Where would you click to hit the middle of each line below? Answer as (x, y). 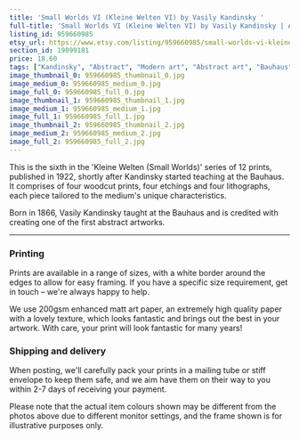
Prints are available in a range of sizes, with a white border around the (137, 273)
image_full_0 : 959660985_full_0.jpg (77, 92)
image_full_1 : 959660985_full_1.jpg (77, 117)
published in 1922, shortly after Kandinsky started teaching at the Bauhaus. (147, 176)
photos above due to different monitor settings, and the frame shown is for (146, 416)
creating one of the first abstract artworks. (87, 222)
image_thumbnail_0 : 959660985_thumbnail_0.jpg (97, 76)
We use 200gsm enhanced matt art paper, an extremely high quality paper (146, 309)
